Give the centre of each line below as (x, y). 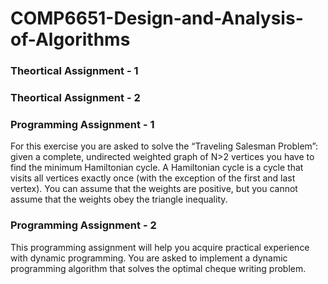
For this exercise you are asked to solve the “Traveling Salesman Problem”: (164, 146)
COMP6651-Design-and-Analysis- (157, 18)
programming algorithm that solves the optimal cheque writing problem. (158, 268)
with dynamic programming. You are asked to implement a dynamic (149, 258)
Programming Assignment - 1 (82, 124)
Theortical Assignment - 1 (74, 71)
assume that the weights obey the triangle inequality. (119, 199)
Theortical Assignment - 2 (75, 98)
